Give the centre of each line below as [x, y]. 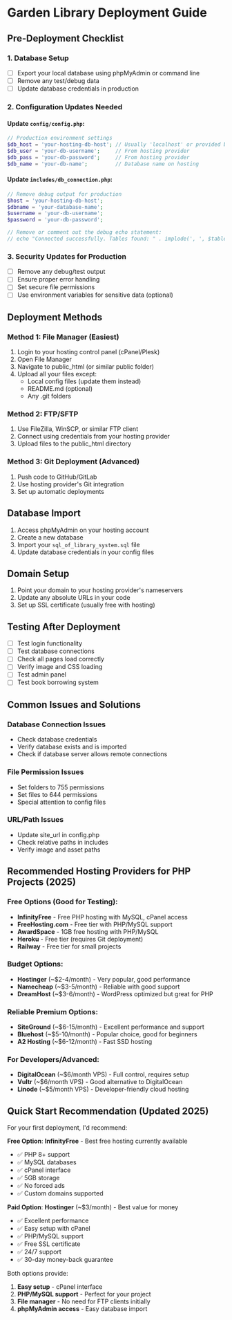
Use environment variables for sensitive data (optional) [95, 295]
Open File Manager [45, 359]
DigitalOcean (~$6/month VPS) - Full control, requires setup [103, 1074]
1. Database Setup [38, 58]
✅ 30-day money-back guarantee [65, 1260]
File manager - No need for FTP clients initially [84, 1301]
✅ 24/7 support [39, 1252]
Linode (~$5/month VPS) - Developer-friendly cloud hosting [103, 1089]
